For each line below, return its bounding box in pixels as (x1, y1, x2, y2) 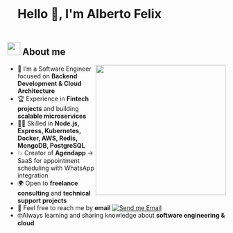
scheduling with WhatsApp (17, 164, 95, 172)
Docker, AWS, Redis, (17, 134, 78, 142)
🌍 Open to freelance (17, 179, 78, 187)
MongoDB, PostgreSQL (17, 141, 85, 149)
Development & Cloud (17, 79, 82, 87)
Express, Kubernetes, (17, 126, 81, 135)
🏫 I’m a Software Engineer (17, 64, 92, 73)
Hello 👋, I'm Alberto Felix (17, 6, 162, 22)
